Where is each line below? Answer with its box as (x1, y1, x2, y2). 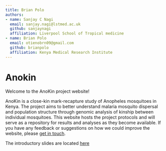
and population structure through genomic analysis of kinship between (5, 109, 154, 115)
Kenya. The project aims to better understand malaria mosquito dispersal (5, 103, 158, 109)
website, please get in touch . (5, 130, 66, 137)
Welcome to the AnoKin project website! (5, 88, 90, 94)
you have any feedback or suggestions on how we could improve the (5, 125, 150, 131)
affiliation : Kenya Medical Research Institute (10, 50, 113, 55)
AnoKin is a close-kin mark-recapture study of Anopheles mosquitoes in (5, 98, 157, 104)
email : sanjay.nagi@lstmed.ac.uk (10, 21, 81, 27)
